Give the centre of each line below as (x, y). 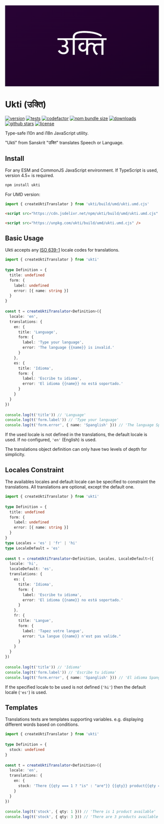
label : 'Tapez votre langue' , (53, 631)
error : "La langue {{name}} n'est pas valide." (72, 636)
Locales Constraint (35, 470)
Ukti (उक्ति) (26, 105)
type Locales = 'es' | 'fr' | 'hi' (41, 543)
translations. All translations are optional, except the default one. (70, 487)
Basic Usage (24, 238)
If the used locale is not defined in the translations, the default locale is (76, 435)
